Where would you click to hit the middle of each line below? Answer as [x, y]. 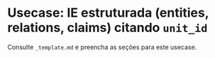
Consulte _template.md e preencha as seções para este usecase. [102, 47]
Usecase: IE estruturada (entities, [108, 13]
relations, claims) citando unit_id [107, 28]
